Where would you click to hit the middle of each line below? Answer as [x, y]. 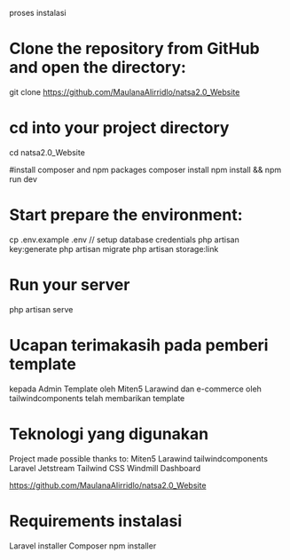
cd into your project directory [119, 128]
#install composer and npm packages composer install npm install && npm [145, 170]
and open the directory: [98, 68]
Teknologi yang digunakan [109, 434]
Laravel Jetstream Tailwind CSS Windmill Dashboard [105, 468]
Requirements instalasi [96, 521]
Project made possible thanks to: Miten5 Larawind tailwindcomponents [139, 458]
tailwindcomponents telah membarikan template [97, 398]
